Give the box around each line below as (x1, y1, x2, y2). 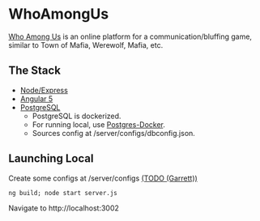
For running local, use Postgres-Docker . (32, 119, 166, 130)
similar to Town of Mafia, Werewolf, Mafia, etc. (8, 40, 164, 49)
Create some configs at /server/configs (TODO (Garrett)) (8, 173, 198, 183)
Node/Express (19, 85, 69, 95)
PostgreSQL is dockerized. (32, 111, 121, 121)
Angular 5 (19, 94, 53, 104)
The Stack (8, 64, 61, 78)
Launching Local (8, 151, 94, 166)
